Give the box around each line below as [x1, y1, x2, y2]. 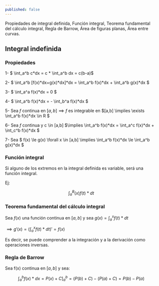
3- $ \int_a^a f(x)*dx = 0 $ [5, 89, 57, 95]
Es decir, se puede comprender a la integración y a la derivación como [5, 237, 146, 243]
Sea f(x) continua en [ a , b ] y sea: [5, 265, 70, 271]
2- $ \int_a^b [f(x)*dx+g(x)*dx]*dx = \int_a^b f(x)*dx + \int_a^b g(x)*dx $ [5, 79, 150, 85]
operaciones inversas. [5, 242, 49, 248]
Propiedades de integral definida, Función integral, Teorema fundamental [5, 20, 151, 26]
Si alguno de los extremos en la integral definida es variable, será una [5, 165, 144, 171]
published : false [5, 7, 40, 12]
